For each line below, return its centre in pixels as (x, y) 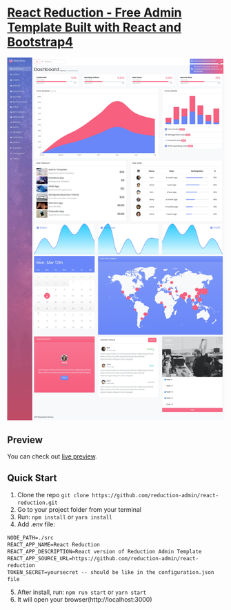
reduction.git (37, 503)
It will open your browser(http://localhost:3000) (85, 599)
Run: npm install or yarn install (64, 517)
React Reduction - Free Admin (94, 13)
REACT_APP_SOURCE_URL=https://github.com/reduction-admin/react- (103, 558)
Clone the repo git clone (53, 495)
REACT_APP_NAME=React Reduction (53, 544)
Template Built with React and (94, 27)
